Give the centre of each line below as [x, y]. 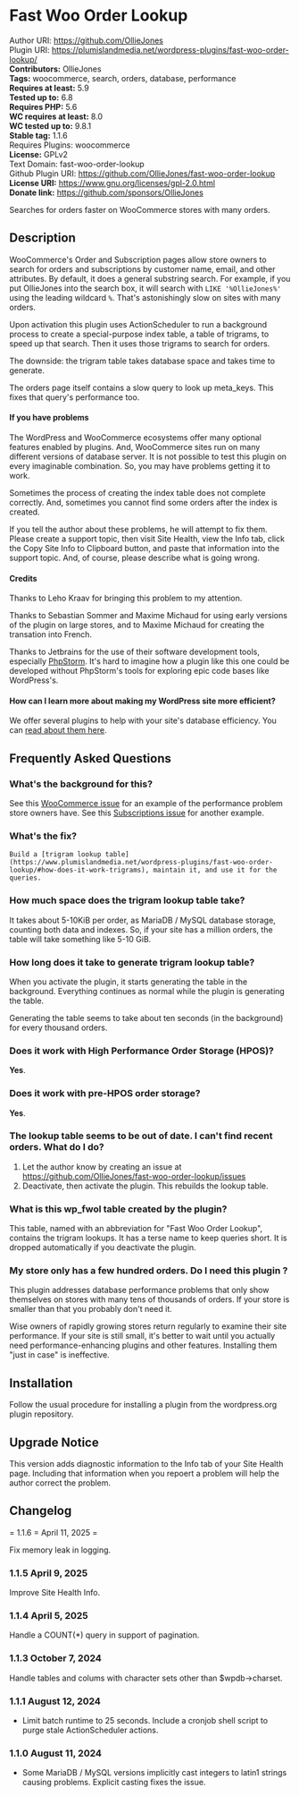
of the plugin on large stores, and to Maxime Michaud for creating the [137, 625]
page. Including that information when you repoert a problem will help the [144, 1474]
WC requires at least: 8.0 [56, 116]
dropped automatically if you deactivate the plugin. [103, 1247]
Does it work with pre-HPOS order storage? [105, 1094]
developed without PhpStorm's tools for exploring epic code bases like [139, 671]
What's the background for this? [81, 784]
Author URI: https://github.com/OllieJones [86, 40]
